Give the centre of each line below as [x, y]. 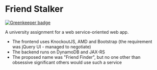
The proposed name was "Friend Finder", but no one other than [76, 57]
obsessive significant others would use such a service [67, 62]
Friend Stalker [34, 9]
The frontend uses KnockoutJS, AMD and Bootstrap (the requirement [82, 41]
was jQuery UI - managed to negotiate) [52, 47]
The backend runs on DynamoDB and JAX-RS [59, 52]
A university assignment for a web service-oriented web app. [67, 32]
